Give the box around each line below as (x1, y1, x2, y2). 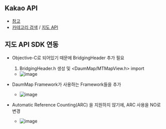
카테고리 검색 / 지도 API (12, 24, 58, 30)
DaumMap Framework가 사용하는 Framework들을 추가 (12, 81, 121, 87)
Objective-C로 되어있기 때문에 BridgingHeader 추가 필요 (12, 55, 125, 61)
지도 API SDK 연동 (5, 40, 59, 49)
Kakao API (5, 4, 38, 13)
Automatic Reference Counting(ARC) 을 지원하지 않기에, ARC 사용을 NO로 (12, 101, 161, 107)
